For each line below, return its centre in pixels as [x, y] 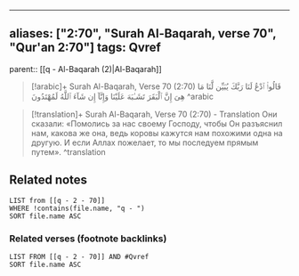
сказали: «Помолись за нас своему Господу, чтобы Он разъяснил [157, 123]
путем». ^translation [69, 151]
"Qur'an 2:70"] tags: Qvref [85, 48]
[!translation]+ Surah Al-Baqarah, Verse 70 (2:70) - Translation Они [154, 114]
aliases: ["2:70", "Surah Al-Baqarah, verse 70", [143, 33]
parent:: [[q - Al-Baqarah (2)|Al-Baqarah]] [85, 69]
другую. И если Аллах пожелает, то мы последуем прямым [145, 142]
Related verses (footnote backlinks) [88, 239]
